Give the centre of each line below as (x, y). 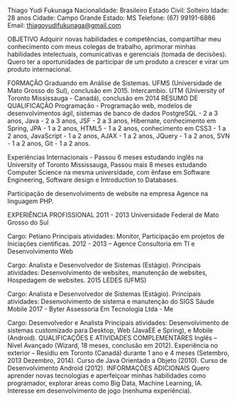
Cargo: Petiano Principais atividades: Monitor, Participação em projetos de (116, 236)
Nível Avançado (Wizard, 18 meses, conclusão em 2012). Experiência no (113, 345)
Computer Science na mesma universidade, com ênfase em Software (109, 172)
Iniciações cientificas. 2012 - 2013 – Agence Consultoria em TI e (101, 244)
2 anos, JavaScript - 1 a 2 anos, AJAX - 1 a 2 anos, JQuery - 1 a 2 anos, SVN (119, 136)
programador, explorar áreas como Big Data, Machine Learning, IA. (105, 383)
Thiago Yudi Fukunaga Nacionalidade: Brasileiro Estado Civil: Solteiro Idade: (118, 10)
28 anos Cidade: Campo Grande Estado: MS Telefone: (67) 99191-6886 (111, 18)
